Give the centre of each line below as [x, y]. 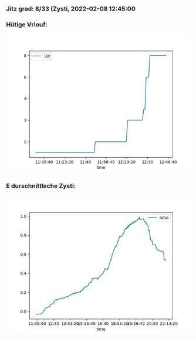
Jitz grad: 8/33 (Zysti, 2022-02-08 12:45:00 [71, 9]
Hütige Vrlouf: [27, 24]
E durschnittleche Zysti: [41, 186]
